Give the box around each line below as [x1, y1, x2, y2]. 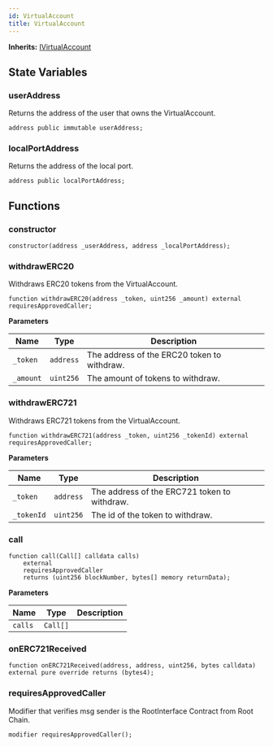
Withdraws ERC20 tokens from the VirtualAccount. [8, 279, 179, 289]
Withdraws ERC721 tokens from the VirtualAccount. [8, 416, 180, 426]
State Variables [8, 65, 88, 79]
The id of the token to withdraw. [90, 509, 213, 521]
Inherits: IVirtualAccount [8, 41, 92, 51]
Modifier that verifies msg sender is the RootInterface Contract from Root [8, 705, 253, 716]
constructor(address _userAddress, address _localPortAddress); [8, 242, 231, 251]
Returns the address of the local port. [8, 161, 134, 171]
